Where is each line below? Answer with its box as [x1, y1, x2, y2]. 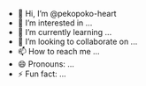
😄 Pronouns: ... [17, 59, 75, 69]
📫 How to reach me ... [17, 47, 100, 56]
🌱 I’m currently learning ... [17, 27, 112, 37]
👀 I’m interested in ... [17, 18, 93, 28]
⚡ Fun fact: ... [17, 68, 66, 79]
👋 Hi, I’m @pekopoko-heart [17, 9, 117, 18]
